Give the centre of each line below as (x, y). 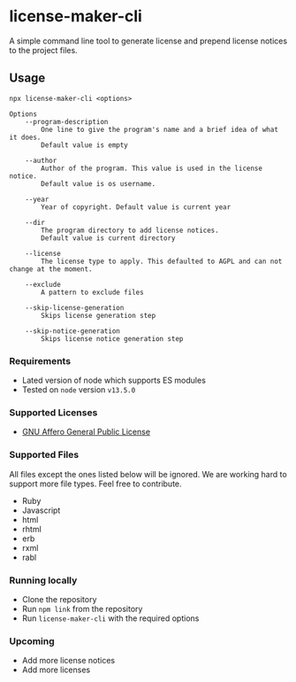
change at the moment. (51, 269)
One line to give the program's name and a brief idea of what (159, 129)
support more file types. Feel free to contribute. (96, 484)
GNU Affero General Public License (86, 432)
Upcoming (32, 641)
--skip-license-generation (75, 307)
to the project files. (43, 50)
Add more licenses (56, 670)
